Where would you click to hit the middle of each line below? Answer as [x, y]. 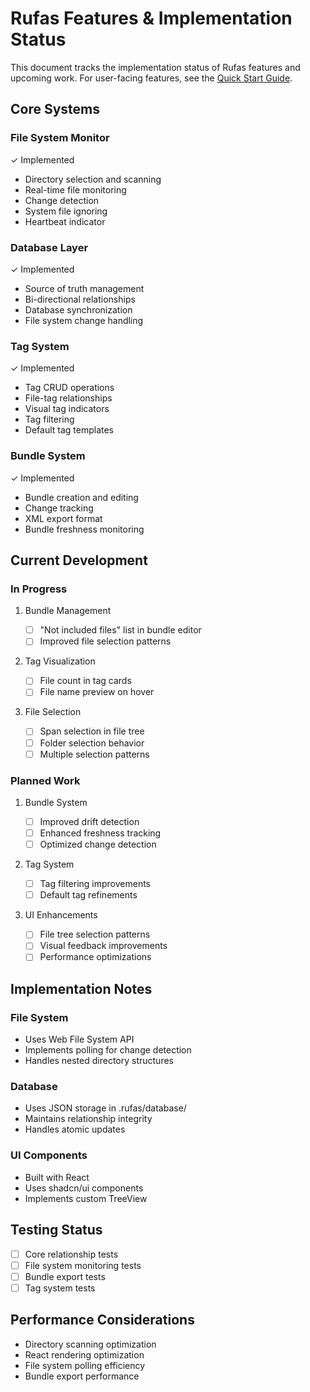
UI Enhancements [61, 915]
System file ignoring [66, 211]
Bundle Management [68, 611]
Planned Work [45, 780]
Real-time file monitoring [75, 189]
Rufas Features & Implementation [151, 18]
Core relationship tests [71, 1254]
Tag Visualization [60, 661]
